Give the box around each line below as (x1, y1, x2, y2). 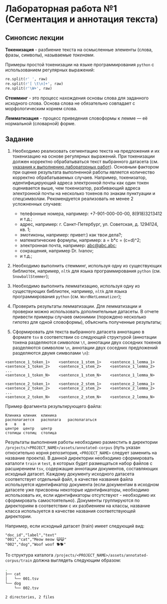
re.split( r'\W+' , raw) (5, 86, 52, 91)
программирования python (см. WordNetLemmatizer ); (12, 294, 122, 300)
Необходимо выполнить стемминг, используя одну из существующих (12, 263, 162, 269)
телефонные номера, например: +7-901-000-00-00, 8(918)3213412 (19, 210, 163, 217)
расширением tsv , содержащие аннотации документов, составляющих (5, 466, 159, 472)
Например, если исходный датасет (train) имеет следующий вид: (5, 523, 145, 529)
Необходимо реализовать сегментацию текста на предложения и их (12, 148, 160, 154)
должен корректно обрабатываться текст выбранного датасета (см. (12, 159, 159, 165)
